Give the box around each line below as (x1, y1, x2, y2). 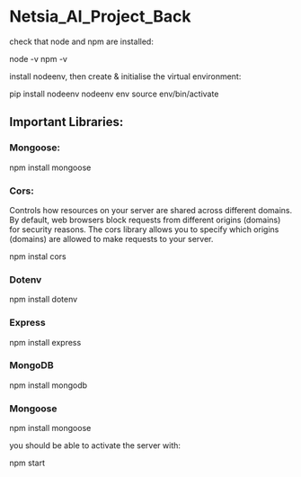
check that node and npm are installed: (9, 36, 155, 47)
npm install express (9, 337, 82, 347)
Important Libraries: (9, 114, 124, 130)
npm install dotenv (9, 294, 78, 305)
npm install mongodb (9, 380, 88, 391)
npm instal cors (9, 250, 66, 262)
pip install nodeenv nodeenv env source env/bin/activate (9, 88, 219, 99)
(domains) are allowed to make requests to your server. (9, 233, 214, 244)
